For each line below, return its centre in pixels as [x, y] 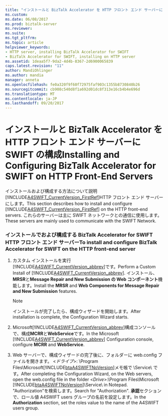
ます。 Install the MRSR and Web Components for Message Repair [90, 286]
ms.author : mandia [24, 75]
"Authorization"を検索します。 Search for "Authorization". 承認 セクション [87, 391]
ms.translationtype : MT [30, 94]
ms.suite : [16, 33]
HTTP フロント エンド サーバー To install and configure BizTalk [81, 242]
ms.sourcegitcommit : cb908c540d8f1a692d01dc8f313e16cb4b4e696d [73, 89]
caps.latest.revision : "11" [35, 66]
